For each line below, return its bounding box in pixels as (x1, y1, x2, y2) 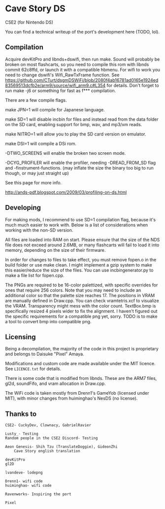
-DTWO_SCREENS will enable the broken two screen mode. (5, 150, 126, 156)
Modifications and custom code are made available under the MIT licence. (5, 361, 156, 367)
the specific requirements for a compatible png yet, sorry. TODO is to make (5, 313, 158, 319)
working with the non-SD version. (5, 227, 73, 233)
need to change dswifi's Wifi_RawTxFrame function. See (5, 72, 120, 78)
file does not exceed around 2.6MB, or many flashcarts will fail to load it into (5, 242, 160, 248)
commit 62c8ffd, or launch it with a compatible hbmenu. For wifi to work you (5, 67, 161, 72)
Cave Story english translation (14, 449, 80, 454)
